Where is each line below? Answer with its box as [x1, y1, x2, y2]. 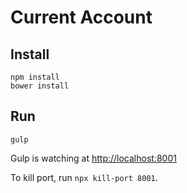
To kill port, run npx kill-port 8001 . [10, 171, 158, 183]
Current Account [10, 6, 153, 29]
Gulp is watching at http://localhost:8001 [10, 152, 177, 164]
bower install [10, 81, 70, 91]
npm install [10, 72, 60, 82]
